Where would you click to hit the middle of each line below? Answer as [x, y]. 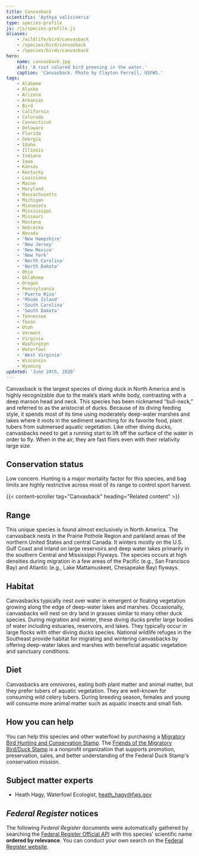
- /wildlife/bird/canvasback [53, 39]
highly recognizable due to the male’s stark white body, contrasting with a [96, 395]
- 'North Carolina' [41, 261]
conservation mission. [33, 762]
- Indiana [29, 155]
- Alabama [29, 84]
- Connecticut [34, 123]
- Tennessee [31, 316]
